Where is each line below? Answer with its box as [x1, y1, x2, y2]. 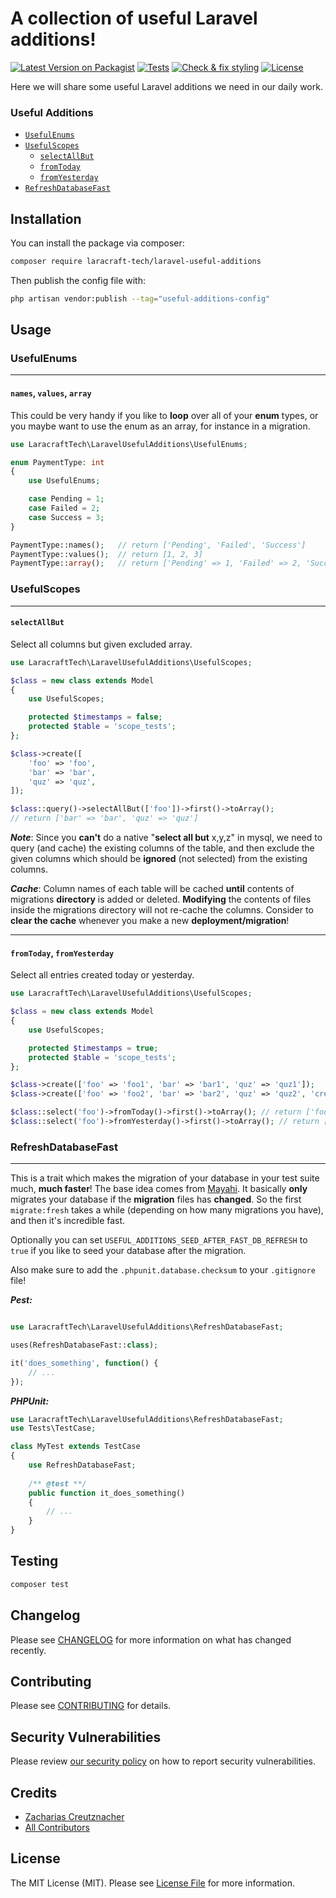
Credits [10, 1784, 58, 1801]
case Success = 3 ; [28, 512, 105, 522]
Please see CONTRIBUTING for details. [10, 1700, 172, 1712]
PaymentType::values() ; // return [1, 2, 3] [10, 549, 203, 559]
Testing [10, 1553, 59, 1570]
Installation [10, 210, 82, 227]
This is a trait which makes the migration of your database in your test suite [10, 1172, 320, 1184]
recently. [10, 1644, 47, 1656]
